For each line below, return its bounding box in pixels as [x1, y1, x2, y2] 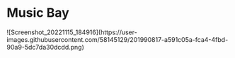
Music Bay [6, 5, 70, 21]
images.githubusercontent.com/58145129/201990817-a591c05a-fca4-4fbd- [6, 35, 229, 43]
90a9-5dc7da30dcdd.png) [6, 43, 84, 51]
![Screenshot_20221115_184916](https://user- [6, 28, 137, 36]
